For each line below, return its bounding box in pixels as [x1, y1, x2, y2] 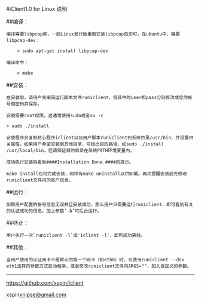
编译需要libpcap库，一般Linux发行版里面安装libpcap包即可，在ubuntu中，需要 [6, 31, 181, 37]
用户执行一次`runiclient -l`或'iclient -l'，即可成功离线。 [6, 233, 145, 239]
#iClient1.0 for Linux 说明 [6, 5, 68, 12]
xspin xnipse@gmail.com [6, 291, 67, 298]
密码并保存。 [14, 101, 42, 107]
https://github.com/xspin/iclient [6, 279, 84, 287]
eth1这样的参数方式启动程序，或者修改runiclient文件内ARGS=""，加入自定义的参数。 [6, 263, 192, 269]
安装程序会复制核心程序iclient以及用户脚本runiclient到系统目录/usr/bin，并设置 [6, 135, 190, 141]
